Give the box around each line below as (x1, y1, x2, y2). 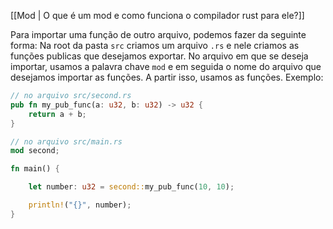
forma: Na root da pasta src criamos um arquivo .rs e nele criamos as (10, 40, 300, 51)
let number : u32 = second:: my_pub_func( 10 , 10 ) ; (28, 182, 235, 192)
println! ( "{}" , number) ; (28, 200, 132, 210)
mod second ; (10, 146, 60, 156)
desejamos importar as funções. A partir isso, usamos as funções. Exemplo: (10, 71, 324, 83)
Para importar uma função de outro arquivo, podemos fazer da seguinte (10, 29, 307, 40)
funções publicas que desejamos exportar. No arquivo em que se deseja (10, 50, 309, 62)
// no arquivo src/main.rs (10, 136, 123, 147)
